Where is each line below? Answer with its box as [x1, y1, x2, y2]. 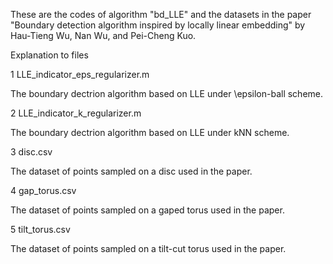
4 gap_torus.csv [10, 185, 77, 196]
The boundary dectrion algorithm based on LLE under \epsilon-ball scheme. [10, 88, 324, 99]
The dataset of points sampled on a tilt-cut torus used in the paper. [10, 243, 287, 254]
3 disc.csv [10, 146, 53, 158]
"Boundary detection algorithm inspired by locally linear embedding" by [10, 19, 306, 31]
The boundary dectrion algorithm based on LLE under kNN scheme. [10, 127, 290, 138]
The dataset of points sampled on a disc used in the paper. [10, 165, 253, 177]
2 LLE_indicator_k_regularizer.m [10, 107, 142, 119]
